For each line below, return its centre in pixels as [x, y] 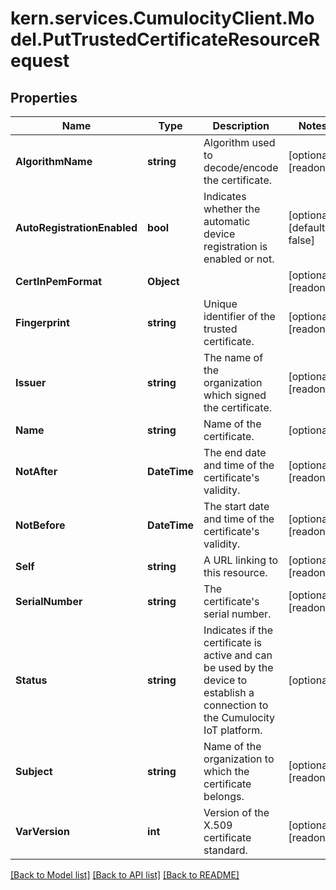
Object [163, 281]
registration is [235, 246]
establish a [229, 692]
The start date [236, 506]
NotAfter [36, 471]
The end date [235, 452]
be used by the [238, 667]
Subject [34, 771]
